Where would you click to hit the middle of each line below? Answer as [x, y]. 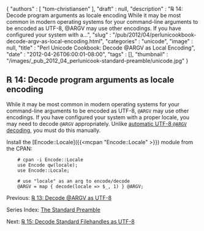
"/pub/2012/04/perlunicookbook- [154, 35]
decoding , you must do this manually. [54, 130]
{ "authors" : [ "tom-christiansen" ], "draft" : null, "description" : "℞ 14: [95, 9]
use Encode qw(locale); [48, 165]
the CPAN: [19, 148]
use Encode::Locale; [43, 170]
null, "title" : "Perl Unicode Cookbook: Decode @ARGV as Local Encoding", [101, 48]
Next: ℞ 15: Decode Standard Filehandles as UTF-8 [70, 221]
